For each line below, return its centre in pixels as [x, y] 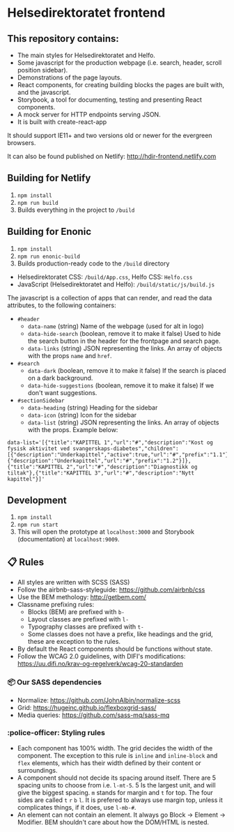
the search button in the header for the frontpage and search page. [124, 341]
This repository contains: [63, 39]
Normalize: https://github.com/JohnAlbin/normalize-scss [99, 700]
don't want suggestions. [62, 392]
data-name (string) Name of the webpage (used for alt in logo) [116, 326]
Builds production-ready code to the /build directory [93, 263]
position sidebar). [42, 70]
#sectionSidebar [41, 401]
